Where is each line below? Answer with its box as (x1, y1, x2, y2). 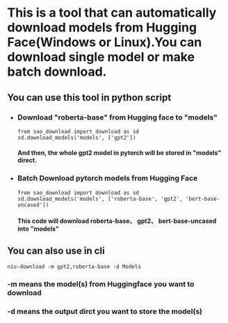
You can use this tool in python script (7, 92, 172, 103)
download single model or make (7, 49, 195, 65)
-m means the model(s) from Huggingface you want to (7, 279, 195, 289)
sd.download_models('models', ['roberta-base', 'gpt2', (17, 195, 183, 202)
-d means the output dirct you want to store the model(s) (7, 307, 203, 317)
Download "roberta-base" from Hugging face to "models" (17, 113, 218, 122)
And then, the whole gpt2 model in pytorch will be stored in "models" (17, 149, 222, 157)
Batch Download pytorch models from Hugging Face (17, 174, 198, 183)
